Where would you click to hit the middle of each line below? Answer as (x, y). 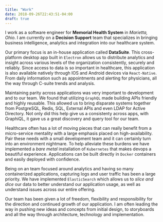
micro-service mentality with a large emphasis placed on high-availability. (79, 133)
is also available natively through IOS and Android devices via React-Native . (81, 73)
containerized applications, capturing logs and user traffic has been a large (80, 174)
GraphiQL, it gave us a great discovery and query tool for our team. (72, 119)
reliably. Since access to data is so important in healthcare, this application (80, 68)
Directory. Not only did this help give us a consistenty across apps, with (77, 114)
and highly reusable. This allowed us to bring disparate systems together (78, 103)
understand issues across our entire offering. (50, 190)
